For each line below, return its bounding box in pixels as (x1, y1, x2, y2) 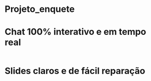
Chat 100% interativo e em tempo (4, 26, 146, 38)
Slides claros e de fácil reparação (4, 66, 145, 77)
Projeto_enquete (4, 3, 75, 15)
